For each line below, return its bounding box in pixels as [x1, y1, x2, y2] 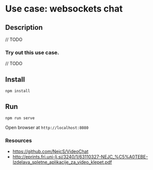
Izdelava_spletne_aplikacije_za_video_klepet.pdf [12, 159, 112, 165]
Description [5, 23, 43, 32]
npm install [5, 89, 30, 94]
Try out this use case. [5, 49, 59, 56]
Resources [5, 137, 32, 144]
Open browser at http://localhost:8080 [5, 124, 89, 130]
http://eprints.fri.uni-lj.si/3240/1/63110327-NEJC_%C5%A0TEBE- [12, 154, 148, 160]
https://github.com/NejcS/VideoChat [12, 148, 89, 154]
